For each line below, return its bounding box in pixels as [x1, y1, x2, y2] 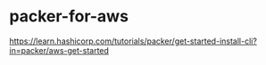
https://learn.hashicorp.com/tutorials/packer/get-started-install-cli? [9, 36, 257, 46]
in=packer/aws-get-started [9, 45, 110, 55]
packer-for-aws [9, 6, 129, 27]
